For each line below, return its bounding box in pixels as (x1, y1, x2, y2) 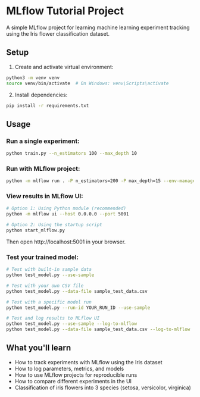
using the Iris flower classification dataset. (6, 30, 110, 37)
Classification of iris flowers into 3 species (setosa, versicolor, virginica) (14, 384, 192, 391)
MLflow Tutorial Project (6, 4, 124, 18)
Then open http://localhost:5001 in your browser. (6, 238, 126, 245)
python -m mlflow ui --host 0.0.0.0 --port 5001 (6, 211, 129, 217)
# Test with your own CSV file (6, 283, 84, 289)
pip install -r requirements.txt (6, 102, 89, 108)
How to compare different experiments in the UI (14, 377, 132, 385)
